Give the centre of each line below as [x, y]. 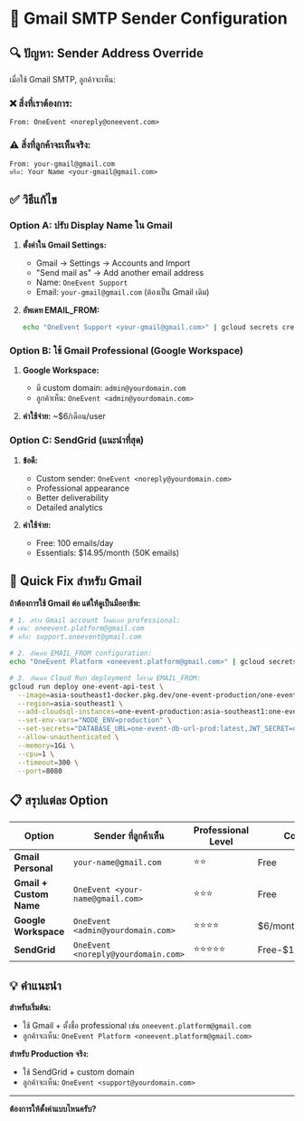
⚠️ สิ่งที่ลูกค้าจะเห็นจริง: [50, 145]
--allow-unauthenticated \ [68, 737]
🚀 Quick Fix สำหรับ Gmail [76, 581]
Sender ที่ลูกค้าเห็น [129, 836]
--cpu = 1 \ [36, 754]
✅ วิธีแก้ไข [33, 199]
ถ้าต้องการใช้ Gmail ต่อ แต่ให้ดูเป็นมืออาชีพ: [75, 603]
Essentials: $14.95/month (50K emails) [107, 552]
